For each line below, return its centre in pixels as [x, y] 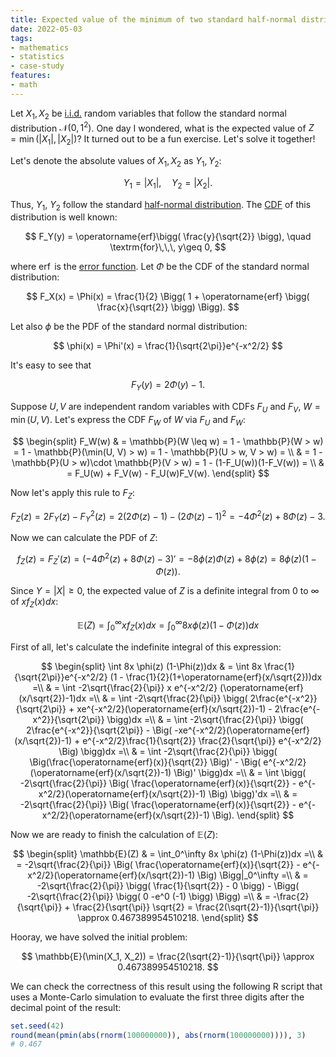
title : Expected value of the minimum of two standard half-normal [154, 19]
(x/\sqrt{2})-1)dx [52, 698]
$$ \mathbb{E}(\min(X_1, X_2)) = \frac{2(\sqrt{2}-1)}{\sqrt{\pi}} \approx [168, 956]
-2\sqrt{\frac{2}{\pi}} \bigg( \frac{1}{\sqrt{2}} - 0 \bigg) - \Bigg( [168, 885]
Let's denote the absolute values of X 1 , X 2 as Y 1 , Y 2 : [116, 162]
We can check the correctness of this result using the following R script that [166, 986]
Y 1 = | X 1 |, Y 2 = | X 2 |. [168, 183]
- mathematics [40, 47]
